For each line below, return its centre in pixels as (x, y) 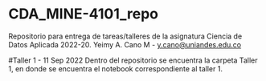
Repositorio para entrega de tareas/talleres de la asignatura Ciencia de (125, 36)
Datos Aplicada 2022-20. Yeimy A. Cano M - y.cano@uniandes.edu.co (125, 44)
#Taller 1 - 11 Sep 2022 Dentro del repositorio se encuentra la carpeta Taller (133, 60)
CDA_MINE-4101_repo (84, 14)
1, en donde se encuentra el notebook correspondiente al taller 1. (116, 68)
